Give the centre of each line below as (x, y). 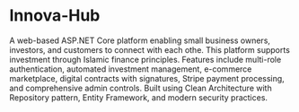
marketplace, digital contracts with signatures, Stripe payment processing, (147, 78)
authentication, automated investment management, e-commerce (131, 69)
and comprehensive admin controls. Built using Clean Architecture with (141, 88)
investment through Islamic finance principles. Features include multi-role (145, 59)
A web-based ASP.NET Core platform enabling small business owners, (140, 40)
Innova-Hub (55, 16)
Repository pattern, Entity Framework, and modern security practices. (138, 97)
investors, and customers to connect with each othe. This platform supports (149, 49)
